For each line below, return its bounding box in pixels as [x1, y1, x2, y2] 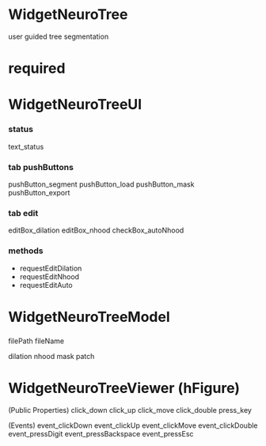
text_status [8, 142, 44, 151]
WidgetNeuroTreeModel [8, 308, 170, 326]
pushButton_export [8, 187, 70, 197]
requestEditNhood [19, 271, 80, 282]
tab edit [8, 207, 39, 218]
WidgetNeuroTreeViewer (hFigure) [8, 379, 240, 397]
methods [8, 245, 44, 256]
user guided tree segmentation [8, 32, 109, 41]
